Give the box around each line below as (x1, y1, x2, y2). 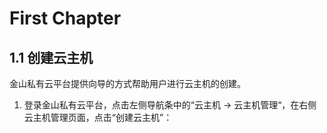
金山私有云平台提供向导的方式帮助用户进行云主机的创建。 (9, 78, 246, 89)
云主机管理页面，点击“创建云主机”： (23, 112, 173, 123)
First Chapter (9, 7, 122, 30)
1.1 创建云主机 (9, 49, 94, 66)
